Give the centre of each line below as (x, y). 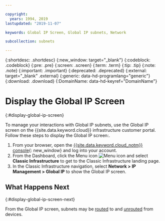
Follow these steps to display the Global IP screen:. (58, 136)
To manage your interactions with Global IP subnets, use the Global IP (77, 125)
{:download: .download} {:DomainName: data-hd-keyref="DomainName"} (81, 81)
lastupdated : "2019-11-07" (33, 23)
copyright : (16, 14)
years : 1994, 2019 (29, 19)
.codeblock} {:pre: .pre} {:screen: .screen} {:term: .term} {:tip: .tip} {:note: (80, 65)
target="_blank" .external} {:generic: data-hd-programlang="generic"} (78, 76)
